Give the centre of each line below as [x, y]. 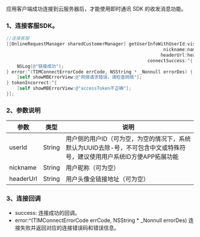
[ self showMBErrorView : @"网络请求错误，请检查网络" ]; [79, 77]
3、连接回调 [24, 199]
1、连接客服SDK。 [32, 26]
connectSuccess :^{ [170, 61]
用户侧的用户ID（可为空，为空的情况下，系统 [128, 139]
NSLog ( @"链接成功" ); [40, 66]
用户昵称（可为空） [92, 168]
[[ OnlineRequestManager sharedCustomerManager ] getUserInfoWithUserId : [97, 44]
